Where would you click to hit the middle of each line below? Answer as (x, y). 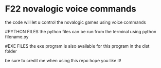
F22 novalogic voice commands (71, 9)
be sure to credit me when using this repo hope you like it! (63, 60)
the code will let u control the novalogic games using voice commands (76, 22)
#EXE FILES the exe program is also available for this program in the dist (77, 46)
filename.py (17, 37)
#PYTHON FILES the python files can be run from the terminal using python (81, 31)
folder (11, 51)
